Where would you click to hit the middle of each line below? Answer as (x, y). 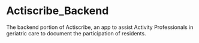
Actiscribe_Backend (58, 11)
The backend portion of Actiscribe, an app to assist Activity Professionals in (100, 27)
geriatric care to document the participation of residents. (76, 33)
